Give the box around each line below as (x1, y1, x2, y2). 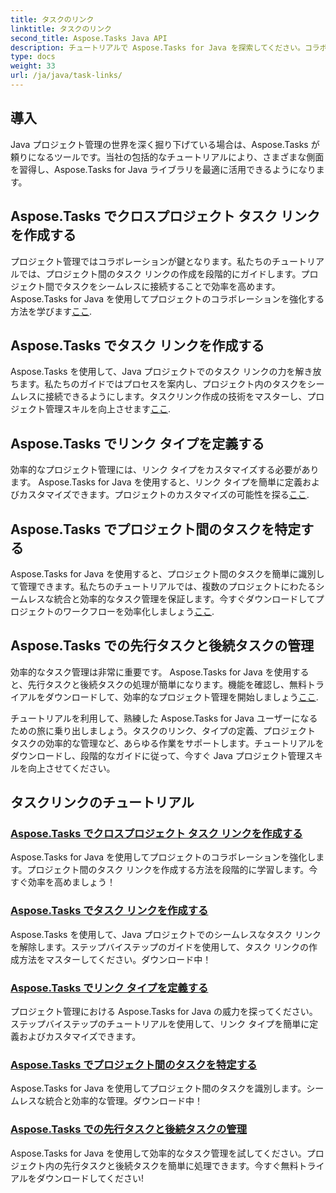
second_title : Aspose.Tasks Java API (10, 33, 168, 43)
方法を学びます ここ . (10, 305, 93, 317)
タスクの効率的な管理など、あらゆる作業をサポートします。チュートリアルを (10, 737, 325, 749)
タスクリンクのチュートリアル (10, 794, 195, 811)
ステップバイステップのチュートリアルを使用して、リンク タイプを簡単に (10, 1018, 310, 1030)
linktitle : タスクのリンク (10, 24, 113, 34)
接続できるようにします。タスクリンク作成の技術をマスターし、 (44, 391, 308, 403)
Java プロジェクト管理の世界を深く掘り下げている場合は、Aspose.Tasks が (10, 138, 320, 150)
